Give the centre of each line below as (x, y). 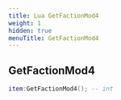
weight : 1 (25, 23)
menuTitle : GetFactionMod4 (54, 38)
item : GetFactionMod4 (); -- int (61, 89)
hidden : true (30, 30)
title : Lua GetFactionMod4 (54, 16)
